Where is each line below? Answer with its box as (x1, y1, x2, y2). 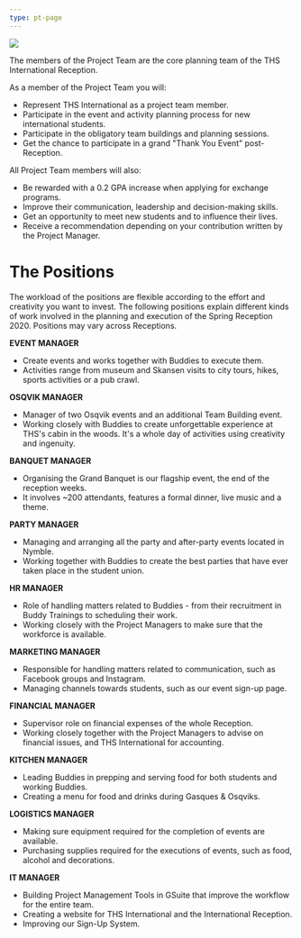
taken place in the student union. (22, 565, 144, 576)
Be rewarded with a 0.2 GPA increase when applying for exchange (22, 182, 269, 193)
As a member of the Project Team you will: (9, 82, 167, 93)
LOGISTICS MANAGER (9, 808, 95, 819)
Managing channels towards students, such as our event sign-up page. (22, 682, 287, 694)
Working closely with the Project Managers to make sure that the (22, 619, 263, 630)
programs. (22, 191, 61, 203)
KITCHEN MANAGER (9, 754, 88, 765)
